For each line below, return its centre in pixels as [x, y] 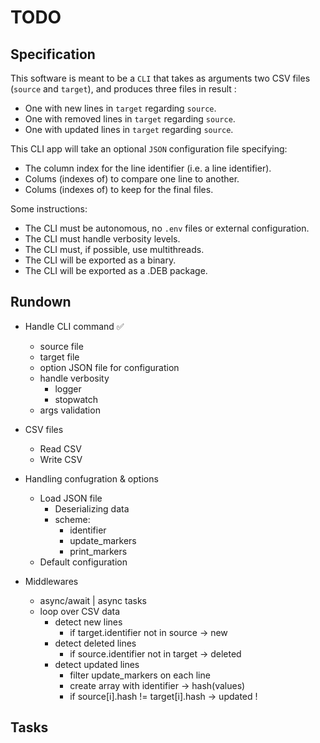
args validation [70, 410]
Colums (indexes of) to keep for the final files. [119, 189]
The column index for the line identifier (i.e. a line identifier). [148, 168]
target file [59, 357]
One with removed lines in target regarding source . [130, 119]
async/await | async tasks [93, 600]
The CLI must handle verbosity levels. [102, 239]
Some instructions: [49, 209]
